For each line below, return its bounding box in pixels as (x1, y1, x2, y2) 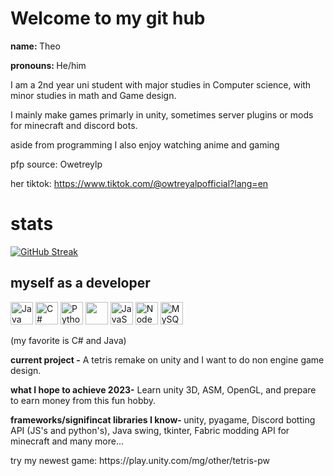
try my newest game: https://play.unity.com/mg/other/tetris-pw (10, 454, 270, 466)
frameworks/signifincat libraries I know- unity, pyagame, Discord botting (10, 413, 316, 426)
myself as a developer (10, 275, 151, 292)
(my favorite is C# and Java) (10, 334, 127, 346)
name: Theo (10, 40, 61, 52)
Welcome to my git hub (10, 7, 206, 30)
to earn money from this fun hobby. (10, 394, 157, 406)
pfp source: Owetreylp (10, 158, 103, 170)
